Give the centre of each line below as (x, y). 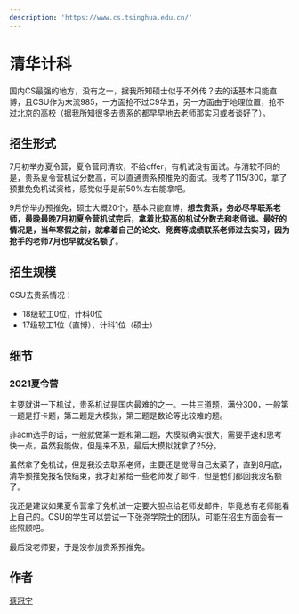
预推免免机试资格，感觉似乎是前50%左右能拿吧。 (100, 189)
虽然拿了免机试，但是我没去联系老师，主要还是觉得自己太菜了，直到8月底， (148, 465)
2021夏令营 (34, 384)
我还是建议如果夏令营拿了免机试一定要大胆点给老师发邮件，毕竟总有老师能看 (149, 505)
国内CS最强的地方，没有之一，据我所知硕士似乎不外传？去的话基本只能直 (143, 91)
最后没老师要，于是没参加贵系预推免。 (79, 546)
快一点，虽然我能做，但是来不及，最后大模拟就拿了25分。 (115, 445)
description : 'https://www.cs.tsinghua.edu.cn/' (101, 17)
